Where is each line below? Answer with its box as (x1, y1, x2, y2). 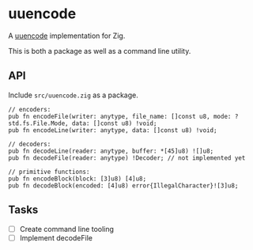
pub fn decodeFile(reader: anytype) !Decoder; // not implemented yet (8, 153, 246, 162)
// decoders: (8, 140, 51, 148)
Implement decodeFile (19, 233, 93, 242)
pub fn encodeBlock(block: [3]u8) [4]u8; (8, 175, 147, 183)
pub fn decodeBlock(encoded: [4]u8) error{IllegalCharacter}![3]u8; (8, 181, 239, 190)
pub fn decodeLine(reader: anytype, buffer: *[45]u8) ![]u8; (8, 147, 214, 155)
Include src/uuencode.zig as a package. (8, 90, 138, 100)
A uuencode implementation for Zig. (8, 31, 126, 40)
